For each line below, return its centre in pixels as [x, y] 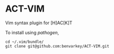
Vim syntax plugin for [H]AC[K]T [39, 23]
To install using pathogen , [32, 32]
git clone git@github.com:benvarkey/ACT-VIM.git [57, 46]
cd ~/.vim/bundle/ [24, 42]
